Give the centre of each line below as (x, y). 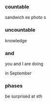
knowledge (16, 40)
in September (19, 73)
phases (14, 86)
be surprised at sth (24, 96)
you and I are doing (24, 64)
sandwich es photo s (26, 17)
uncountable (20, 30)
